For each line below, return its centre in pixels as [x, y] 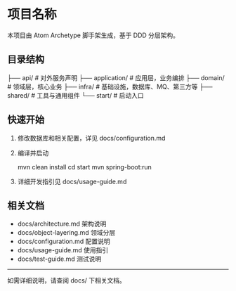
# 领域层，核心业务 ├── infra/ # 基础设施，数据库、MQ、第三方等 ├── [110, 86]
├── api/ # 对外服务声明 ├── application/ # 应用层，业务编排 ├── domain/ [116, 77]
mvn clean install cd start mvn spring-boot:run [85, 167]
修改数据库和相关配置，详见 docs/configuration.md [91, 138]
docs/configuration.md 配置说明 [64, 241]
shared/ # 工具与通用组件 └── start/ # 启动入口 [76, 95]
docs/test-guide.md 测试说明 [59, 259]
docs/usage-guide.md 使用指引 [63, 250]
